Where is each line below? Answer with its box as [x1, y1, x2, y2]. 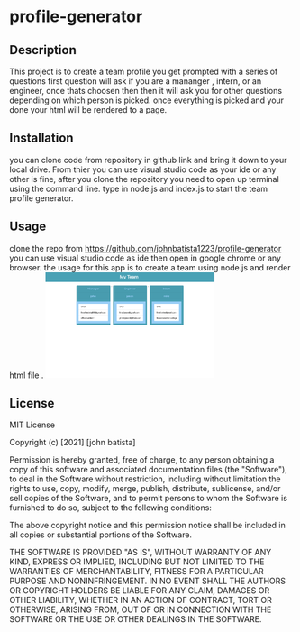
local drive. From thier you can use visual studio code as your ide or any [9, 164, 277, 175]
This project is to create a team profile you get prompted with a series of [9, 66, 278, 77]
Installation [9, 131, 74, 146]
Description [9, 42, 77, 58]
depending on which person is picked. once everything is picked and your [9, 95, 285, 105]
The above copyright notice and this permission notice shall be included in [9, 519, 286, 530]
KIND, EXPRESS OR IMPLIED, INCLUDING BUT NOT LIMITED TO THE [9, 556, 265, 567]
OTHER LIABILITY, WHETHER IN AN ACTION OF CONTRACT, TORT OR [9, 594, 272, 605]
